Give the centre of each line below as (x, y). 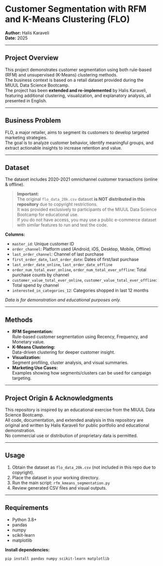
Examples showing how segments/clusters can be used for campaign (81, 373)
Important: (28, 194)
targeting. (22, 378)
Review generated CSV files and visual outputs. (59, 488)
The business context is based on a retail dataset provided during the (74, 80)
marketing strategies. (26, 137)
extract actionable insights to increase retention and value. (64, 148)
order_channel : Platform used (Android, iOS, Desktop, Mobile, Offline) (81, 249)
